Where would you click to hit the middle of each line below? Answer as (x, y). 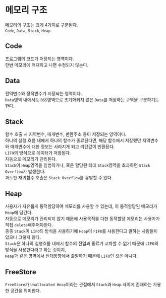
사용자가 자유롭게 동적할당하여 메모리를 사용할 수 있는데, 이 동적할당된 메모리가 (81, 206)
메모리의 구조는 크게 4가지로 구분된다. (42, 25)
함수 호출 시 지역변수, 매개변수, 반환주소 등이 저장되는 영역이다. (66, 134)
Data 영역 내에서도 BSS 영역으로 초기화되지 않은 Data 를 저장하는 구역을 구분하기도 (82, 99)
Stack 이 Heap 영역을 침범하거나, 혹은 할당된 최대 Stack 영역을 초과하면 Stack (78, 165)
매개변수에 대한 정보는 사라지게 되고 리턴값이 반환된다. (62, 147)
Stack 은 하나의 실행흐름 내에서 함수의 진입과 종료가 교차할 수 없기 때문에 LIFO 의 (82, 243)
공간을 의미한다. (26, 291)
